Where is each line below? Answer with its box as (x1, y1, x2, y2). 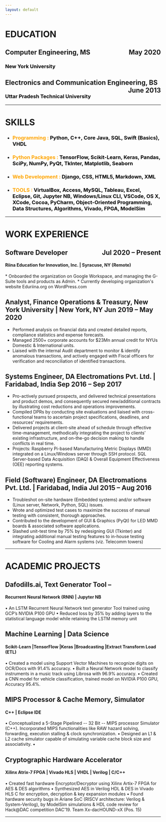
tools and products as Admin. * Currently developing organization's (16, 278, 154, 284)
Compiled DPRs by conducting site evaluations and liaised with (12, 409, 141, 415)
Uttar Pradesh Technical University (5, 93, 91, 100)
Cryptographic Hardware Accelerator (5, 755, 123, 764)
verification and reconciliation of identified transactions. (12, 358, 126, 364)
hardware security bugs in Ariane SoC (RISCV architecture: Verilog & (5, 796, 145, 802)
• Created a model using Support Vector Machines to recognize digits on (5, 660, 154, 666)
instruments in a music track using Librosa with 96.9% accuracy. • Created (5, 671, 158, 677)
